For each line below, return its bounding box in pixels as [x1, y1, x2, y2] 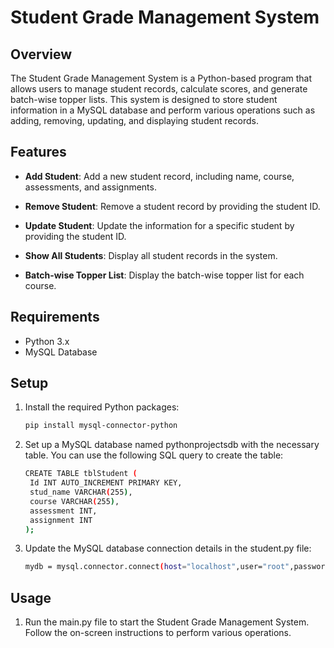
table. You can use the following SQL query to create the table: [24, 449, 284, 461]
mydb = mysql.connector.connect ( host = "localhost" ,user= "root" [24, 562, 290, 572]
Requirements [10, 309, 100, 326]
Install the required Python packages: [24, 401, 180, 413]
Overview [10, 46, 73, 63]
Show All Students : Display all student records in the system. [24, 249, 278, 261]
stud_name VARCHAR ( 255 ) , [29, 487, 133, 498]
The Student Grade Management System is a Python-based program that [10, 72, 313, 84]
